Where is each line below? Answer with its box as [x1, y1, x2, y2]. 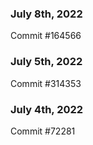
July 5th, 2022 [10, 55, 83, 69]
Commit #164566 [10, 30, 82, 42]
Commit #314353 [10, 77, 82, 89]
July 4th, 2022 [10, 102, 84, 116]
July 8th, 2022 [10, 7, 83, 21]
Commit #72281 [10, 125, 76, 137]
